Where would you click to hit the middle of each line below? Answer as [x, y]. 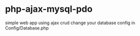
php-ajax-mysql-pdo [49, 9]
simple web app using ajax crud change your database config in [70, 23]
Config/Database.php [27, 28]
